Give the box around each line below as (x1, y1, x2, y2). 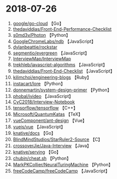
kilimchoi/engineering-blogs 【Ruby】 (12, 74, 91, 80)
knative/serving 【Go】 (12, 149, 61, 155)
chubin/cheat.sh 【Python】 (12, 155, 71, 161)
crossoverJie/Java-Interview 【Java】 (12, 142, 91, 149)
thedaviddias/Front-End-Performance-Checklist (12, 26, 112, 32)
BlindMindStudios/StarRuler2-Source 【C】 (12, 136, 103, 142)
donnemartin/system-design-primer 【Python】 (12, 87, 112, 93)
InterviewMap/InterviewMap (12, 55, 71, 62)
